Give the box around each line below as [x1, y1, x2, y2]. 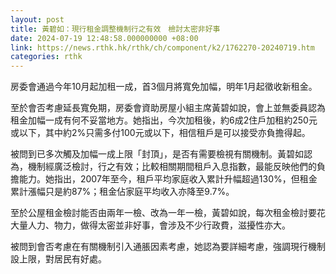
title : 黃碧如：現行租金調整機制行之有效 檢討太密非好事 [10, 24, 221, 34]
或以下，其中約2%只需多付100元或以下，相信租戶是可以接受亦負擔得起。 [10, 127, 311, 139]
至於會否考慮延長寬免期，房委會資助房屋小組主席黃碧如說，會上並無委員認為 [10, 102, 326, 114]
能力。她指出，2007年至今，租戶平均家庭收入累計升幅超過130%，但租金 [18, 173, 318, 185]
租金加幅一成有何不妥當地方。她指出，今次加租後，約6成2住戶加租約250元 [10, 114, 318, 126]
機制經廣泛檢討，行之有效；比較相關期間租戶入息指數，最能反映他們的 [27, 161, 317, 173]
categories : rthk [10, 52, 83, 62]
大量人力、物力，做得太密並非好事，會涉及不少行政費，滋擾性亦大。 [10, 219, 291, 231]
